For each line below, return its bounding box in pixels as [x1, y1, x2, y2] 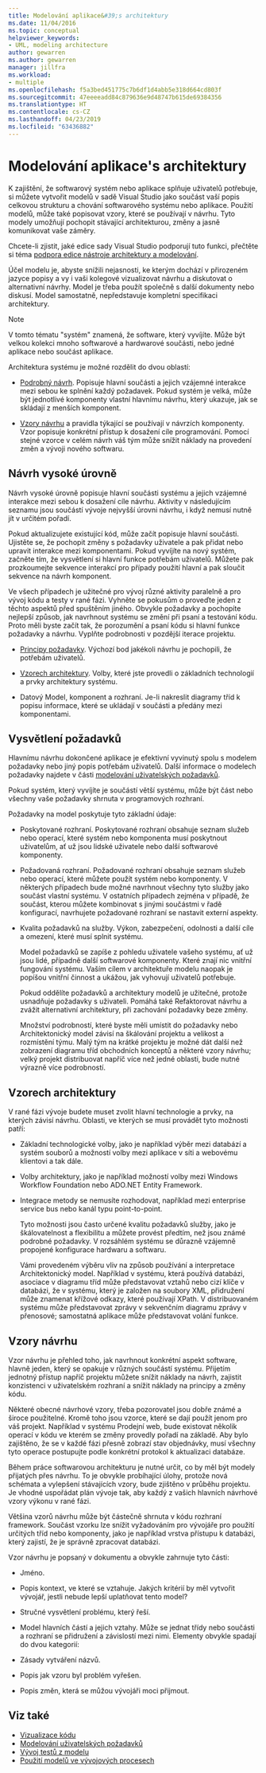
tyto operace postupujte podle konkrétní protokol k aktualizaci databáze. [8, 1446, 245, 1456]
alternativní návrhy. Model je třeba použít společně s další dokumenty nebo [8, 282, 255, 292]
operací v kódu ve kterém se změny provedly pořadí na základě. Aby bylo [8, 1430, 249, 1439]
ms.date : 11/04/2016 [8, 19, 77, 27]
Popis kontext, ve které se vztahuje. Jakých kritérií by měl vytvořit [19, 1583, 236, 1593]
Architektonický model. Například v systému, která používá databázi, [19, 1269, 245, 1278]
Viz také [8, 1709, 50, 1723]
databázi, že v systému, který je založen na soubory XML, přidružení [19, 1286, 245, 1295]
